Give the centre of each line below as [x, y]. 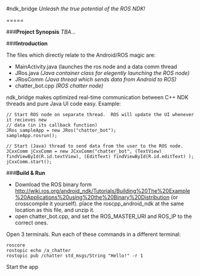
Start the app [22, 267]
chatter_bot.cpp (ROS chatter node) [59, 86]
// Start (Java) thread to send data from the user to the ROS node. [95, 146]
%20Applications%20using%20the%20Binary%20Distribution [92, 197]
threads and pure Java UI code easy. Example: [64, 104]
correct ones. [31, 223]
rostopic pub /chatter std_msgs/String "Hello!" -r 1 [75, 256]
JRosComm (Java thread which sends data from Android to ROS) [96, 79]
